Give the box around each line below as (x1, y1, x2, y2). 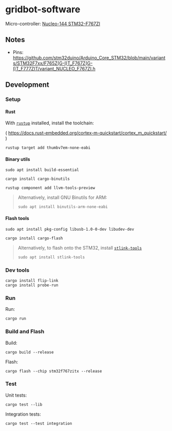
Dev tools (5, 266, 30, 273)
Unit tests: (5, 392, 27, 398)
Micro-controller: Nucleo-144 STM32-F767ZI (5, 21, 101, 27)
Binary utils (5, 156, 30, 162)
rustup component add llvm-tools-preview (5, 185, 95, 191)
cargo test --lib (5, 402, 43, 407)
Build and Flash (5, 328, 45, 335)
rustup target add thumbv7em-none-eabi (5, 145, 91, 151)
